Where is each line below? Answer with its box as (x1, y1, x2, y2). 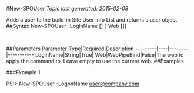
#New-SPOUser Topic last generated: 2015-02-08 (6, 5, 128, 12)
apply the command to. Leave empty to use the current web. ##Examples (6, 58, 184, 64)
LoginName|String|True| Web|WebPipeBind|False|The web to (35, 51, 184, 58)
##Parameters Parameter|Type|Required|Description (6, 45, 134, 52)
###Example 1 (6, 69, 41, 75)
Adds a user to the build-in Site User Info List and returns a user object (6, 16, 178, 23)
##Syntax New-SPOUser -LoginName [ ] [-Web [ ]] (6, 23, 126, 29)
